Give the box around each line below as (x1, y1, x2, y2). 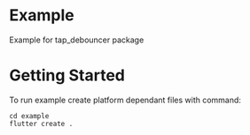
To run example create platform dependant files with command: (9, 94, 242, 105)
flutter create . (9, 119, 74, 128)
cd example (9, 111, 50, 120)
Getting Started (9, 65, 126, 86)
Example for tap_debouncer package (9, 34, 145, 45)
